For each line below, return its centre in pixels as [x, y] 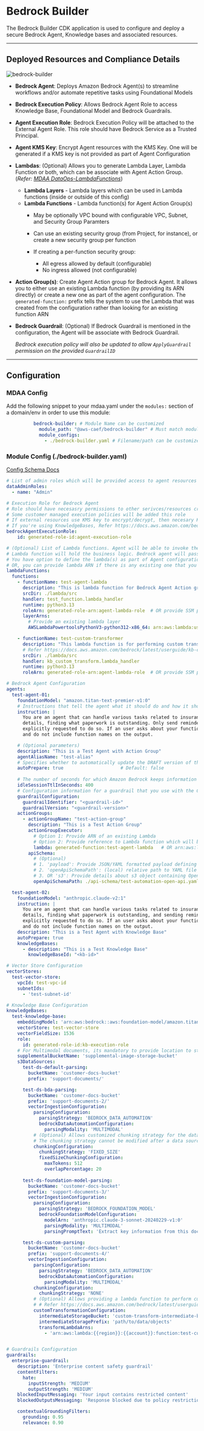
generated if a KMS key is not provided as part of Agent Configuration [103, 154]
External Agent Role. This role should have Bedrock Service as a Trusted [106, 129]
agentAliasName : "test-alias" [56, 757]
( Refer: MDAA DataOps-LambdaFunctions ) [69, 179]
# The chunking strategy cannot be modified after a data [108, 1141]
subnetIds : [31, 989]
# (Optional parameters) [49, 745]
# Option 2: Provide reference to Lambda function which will [114, 842]
